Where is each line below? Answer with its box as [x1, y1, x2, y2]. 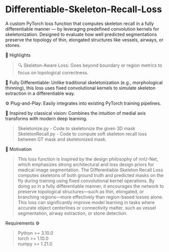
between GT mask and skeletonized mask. [17, 136, 107, 142]
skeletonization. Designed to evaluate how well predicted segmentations [5, 31, 157, 37]
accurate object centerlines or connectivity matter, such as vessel [17, 205, 156, 211]
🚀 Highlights [5, 52, 31, 58]
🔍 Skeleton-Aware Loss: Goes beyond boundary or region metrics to [17, 62, 162, 68]
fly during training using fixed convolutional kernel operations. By [17, 178, 155, 184]
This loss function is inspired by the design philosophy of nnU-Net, [17, 156, 158, 162]
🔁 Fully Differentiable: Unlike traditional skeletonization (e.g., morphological [5, 79, 163, 85]
